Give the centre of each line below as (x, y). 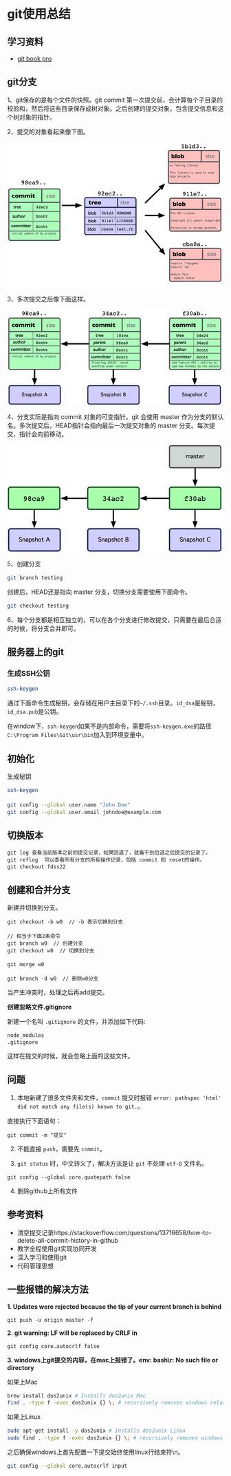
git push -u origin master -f (51, 1320)
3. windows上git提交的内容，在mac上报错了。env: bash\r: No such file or (113, 1360)
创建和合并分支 (39, 889)
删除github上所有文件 (47, 1190)
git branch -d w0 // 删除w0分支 (53, 979)
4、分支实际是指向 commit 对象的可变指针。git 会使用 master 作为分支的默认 (115, 416)
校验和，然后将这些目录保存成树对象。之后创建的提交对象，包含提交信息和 (112, 108)
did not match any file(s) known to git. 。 (80, 1106)
